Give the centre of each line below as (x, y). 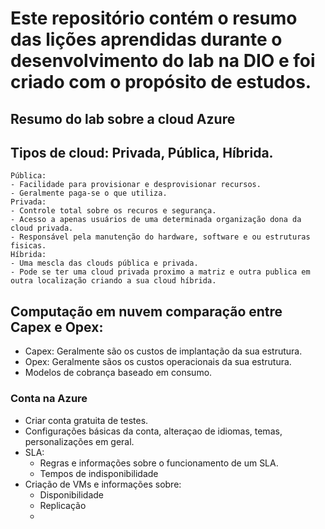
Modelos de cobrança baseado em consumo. (118, 373)
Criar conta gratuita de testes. (86, 420)
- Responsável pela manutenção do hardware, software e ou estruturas (160, 237)
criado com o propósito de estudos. (161, 82)
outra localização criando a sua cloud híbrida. (113, 281)
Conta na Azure (49, 399)
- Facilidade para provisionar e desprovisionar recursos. (136, 185)
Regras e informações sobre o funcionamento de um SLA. (159, 463)
